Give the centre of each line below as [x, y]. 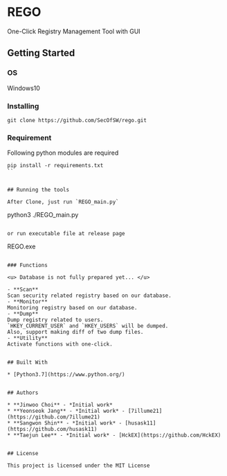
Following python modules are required [63, 153]
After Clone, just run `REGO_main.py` [63, 202]
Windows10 [24, 88]
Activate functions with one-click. [60, 344]
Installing [23, 106]
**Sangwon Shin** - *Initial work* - [68, 423]
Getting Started [41, 53]
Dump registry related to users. [55, 320]
